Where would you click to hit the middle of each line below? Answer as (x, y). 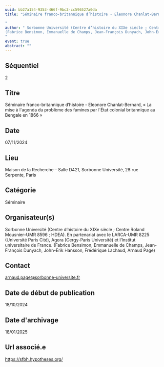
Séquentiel (22, 66)
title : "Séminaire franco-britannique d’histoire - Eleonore (69, 14)
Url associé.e (26, 347)
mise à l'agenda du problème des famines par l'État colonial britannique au (80, 110)
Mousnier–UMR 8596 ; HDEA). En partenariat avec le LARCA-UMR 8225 (77, 235)
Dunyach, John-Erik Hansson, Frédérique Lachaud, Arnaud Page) (89, 250)
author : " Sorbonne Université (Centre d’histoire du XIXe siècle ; (76, 27)
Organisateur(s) (30, 218)
